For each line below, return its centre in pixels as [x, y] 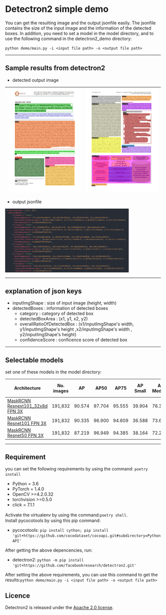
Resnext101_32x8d [27, 406]
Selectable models [34, 360]
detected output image [36, 80]
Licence [18, 595]
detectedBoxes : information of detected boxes [60, 308]
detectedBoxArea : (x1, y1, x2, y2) [54, 319]
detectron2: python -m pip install [48, 560]
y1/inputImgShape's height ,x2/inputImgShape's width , [76, 329]
